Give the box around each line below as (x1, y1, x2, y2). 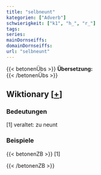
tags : (6, 26, 20, 32)
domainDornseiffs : (6, 43, 53, 49)
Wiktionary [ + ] (6, 89, 62, 100)
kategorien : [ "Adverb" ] (6, 15, 67, 21)
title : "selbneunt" (6, 9, 56, 15)
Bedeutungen (6, 108, 47, 116)
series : (6, 32, 26, 38)
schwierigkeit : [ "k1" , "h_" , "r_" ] (6, 20, 96, 26)
